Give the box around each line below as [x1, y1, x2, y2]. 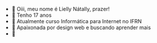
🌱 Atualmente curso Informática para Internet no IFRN [11, 18, 142, 24]
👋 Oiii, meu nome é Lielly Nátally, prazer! [11, 6, 110, 12]
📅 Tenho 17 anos [11, 12, 52, 19]
